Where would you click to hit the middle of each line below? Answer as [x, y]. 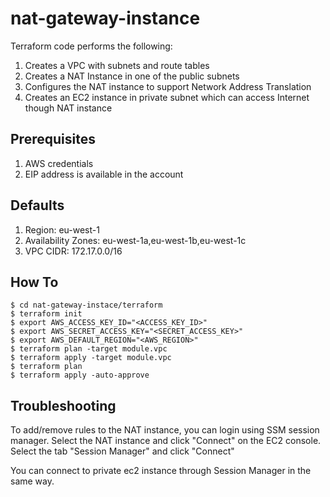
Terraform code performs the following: [91, 46]
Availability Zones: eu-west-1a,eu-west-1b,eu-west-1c [135, 240]
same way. [32, 481]
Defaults [37, 205]
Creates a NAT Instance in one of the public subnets [132, 76]
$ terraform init [46, 314]
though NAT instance [68, 108]
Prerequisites [53, 139]
